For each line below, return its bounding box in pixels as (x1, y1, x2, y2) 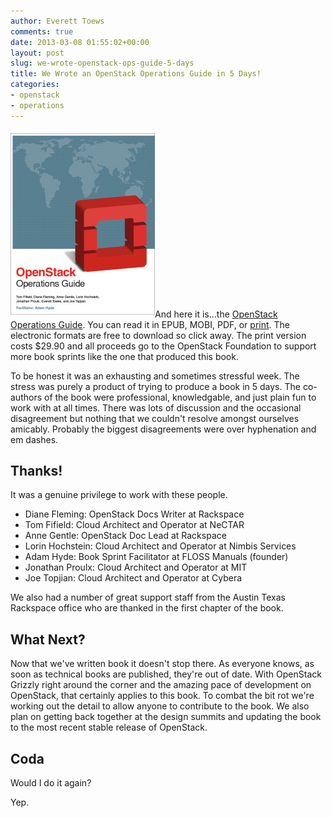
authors (10, 391, 43, 403)
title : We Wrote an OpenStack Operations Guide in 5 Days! (10, 69, 262, 79)
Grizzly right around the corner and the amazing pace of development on (10, 679, 312, 691)
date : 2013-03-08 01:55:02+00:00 (10, 37, 150, 47)
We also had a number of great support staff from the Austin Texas (10, 591, 287, 604)
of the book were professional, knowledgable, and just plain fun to (43, 391, 317, 403)
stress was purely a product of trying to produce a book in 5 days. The (10, 380, 301, 392)
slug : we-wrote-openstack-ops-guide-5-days (10, 58, 195, 69)
